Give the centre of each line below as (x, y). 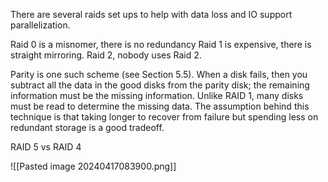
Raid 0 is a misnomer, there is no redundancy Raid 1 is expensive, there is (161, 44)
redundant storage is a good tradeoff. (87, 127)
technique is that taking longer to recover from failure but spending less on (164, 117)
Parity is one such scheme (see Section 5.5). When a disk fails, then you (159, 74)
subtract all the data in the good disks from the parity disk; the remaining (160, 85)
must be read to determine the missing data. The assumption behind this (160, 106)
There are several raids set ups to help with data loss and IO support (151, 14)
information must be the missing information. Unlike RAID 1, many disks (157, 95)
